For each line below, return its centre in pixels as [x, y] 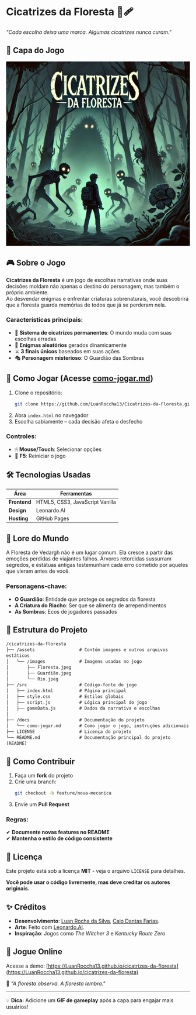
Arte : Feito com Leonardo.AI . [49, 927]
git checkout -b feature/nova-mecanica [63, 793]
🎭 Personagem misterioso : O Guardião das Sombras [79, 357]
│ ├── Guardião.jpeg [39, 673]
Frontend [20, 502]
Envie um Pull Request [42, 804]
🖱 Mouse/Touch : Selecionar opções [58, 449]
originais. [18, 889]
